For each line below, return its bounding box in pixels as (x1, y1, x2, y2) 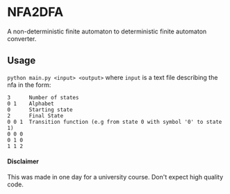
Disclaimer (7, 157, 40, 165)
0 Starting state (7, 106, 73, 113)
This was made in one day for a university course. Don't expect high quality (7, 172, 224, 181)
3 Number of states (7, 94, 79, 101)
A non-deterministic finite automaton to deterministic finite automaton (7, 27, 207, 35)
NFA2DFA (7, 4, 64, 20)
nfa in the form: (7, 81, 51, 89)
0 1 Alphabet (7, 100, 54, 107)
